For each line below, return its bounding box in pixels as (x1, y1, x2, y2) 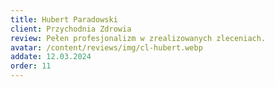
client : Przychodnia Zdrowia (10, 24, 132, 34)
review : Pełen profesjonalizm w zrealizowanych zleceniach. (10, 33, 267, 43)
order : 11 (10, 61, 52, 71)
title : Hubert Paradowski (10, 14, 118, 25)
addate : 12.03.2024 (10, 52, 92, 62)
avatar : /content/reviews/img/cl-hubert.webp (10, 42, 203, 53)
